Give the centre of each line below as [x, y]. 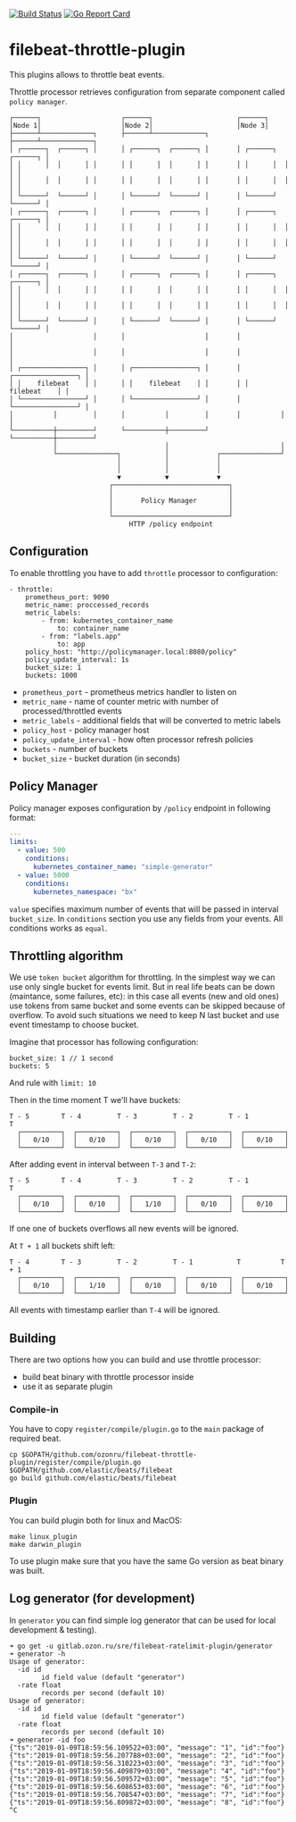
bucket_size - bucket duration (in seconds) [101, 758]
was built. [27, 1570]
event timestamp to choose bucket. [74, 1025]
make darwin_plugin [45, 1544]
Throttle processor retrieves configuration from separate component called [147, 92]
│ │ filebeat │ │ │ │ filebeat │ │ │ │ [129, 383]
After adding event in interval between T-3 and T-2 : [103, 1165]
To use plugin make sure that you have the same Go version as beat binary [146, 1561]
